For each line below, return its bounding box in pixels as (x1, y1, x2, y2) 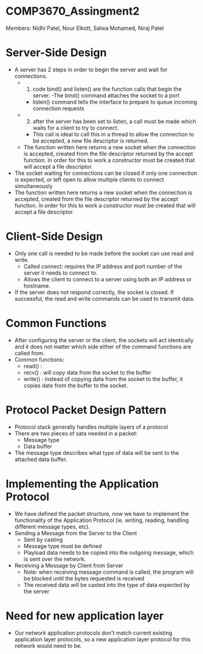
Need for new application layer (5, 609, 164, 622)
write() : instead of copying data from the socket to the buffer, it (23, 375, 183, 382)
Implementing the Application (5, 477, 159, 491)
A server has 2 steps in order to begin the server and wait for (14, 66, 168, 73)
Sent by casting (23, 536, 63, 543)
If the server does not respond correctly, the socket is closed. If (14, 288, 174, 296)
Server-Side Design (5, 46, 107, 60)
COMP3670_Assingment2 (5, 4, 140, 18)
